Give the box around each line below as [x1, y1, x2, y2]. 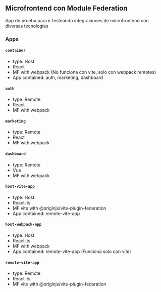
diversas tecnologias [5, 23, 48, 29]
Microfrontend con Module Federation [5, 4, 128, 13]
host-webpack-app [5, 222, 42, 227]
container [5, 48, 26, 53]
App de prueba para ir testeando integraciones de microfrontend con [5, 17, 149, 23]
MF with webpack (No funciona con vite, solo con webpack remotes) [12, 69, 156, 75]
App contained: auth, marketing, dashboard [12, 74, 103, 80]
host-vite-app [5, 184, 35, 189]
